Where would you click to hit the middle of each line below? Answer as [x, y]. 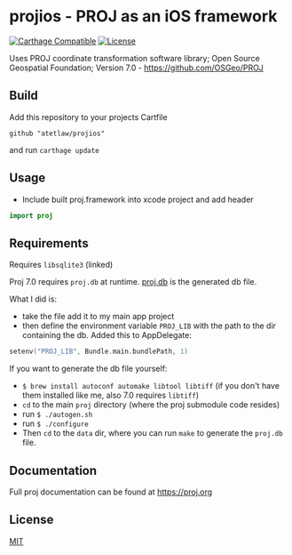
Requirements [49, 243]
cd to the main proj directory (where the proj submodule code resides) [151, 405]
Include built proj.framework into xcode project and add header [138, 199]
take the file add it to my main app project [98, 317]
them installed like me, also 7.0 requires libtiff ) [110, 395]
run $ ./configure [55, 423]
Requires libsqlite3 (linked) [61, 265]
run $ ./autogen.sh [57, 414]
